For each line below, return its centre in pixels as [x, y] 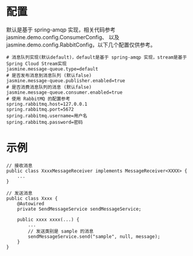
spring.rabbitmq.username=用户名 [47, 116]
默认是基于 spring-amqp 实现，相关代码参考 [61, 30]
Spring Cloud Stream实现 [36, 63]
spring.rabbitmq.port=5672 [40, 109]
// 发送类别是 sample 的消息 [61, 231]
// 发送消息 [20, 193]
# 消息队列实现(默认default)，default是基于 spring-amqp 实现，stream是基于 [96, 57]
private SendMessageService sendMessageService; [79, 209]
